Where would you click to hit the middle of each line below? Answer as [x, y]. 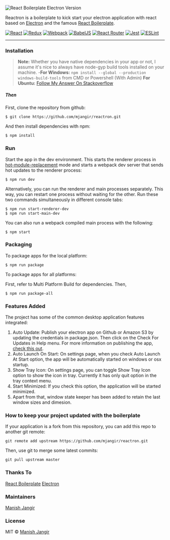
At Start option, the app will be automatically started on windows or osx [87, 359]
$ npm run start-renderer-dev [37, 209]
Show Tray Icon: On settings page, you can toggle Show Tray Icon [81, 370]
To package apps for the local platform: [46, 255]
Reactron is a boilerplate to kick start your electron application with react [81, 17]
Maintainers [20, 496]
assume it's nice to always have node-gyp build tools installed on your [91, 67]
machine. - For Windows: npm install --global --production [82, 72]
